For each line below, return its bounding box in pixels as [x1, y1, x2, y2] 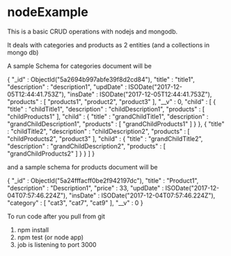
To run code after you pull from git [7, 212, 106, 220]
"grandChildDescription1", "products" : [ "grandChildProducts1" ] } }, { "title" [7, 119, 225, 128]
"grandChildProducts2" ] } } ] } [7, 149, 95, 158]
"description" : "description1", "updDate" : [7, 82, 127, 91]
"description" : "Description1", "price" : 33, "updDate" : [7, 183, 164, 192]
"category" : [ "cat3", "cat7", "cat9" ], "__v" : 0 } [7, 198, 144, 206]
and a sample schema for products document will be [7, 163, 158, 171]
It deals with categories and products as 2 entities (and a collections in [7, 40, 210, 49]
